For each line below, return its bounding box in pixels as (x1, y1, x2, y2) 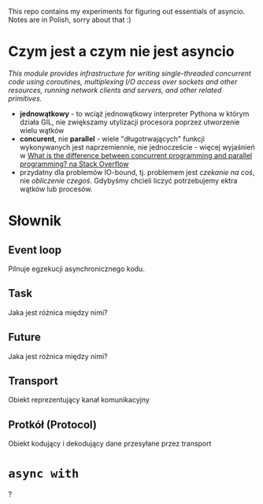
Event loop (8, 243, 61, 257)
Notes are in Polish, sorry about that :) (8, 15, 131, 24)
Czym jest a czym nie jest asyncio (8, 43, 235, 61)
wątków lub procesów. (19, 184, 93, 194)
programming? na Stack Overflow (19, 159, 129, 169)
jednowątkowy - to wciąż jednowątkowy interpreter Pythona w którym (19, 109, 250, 118)
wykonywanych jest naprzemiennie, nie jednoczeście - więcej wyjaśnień (19, 142, 255, 152)
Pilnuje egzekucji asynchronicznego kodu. (8, 264, 146, 273)
